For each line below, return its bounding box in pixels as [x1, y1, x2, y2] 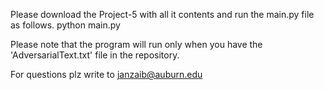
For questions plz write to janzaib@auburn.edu [10, 69, 203, 80]
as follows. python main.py [10, 19, 121, 31]
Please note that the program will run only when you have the [10, 39, 263, 50]
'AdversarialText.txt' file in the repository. [10, 49, 180, 61]
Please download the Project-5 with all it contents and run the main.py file [10, 9, 315, 20]
